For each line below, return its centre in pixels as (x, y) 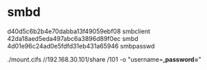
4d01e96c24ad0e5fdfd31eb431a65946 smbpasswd (81, 46)
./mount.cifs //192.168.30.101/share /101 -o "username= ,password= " (105, 59)
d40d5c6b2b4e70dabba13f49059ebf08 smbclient (79, 31)
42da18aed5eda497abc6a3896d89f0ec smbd (73, 38)
